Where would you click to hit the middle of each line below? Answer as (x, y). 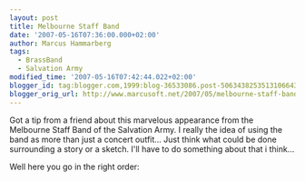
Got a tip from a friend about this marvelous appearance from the (132, 120)
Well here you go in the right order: (74, 166)
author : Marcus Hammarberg (60, 43)
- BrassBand (40, 60)
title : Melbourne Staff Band (64, 26)
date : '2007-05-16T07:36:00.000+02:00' (85, 35)
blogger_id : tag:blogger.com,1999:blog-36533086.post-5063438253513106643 (154, 85)
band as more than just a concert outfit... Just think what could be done (143, 139)
